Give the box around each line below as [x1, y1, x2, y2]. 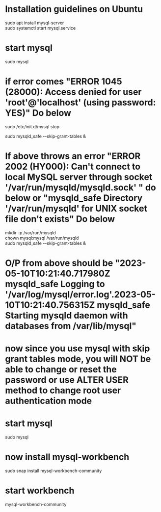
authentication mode [5, 396, 92, 406]
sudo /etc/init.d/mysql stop [5, 123, 60, 129]
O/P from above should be [5, 257, 113, 268]
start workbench [5, 485, 75, 496]
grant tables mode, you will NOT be [5, 354, 151, 365]
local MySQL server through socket [5, 172, 153, 183]
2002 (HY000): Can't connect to [5, 161, 141, 172]
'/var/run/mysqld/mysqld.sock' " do [5, 182, 156, 193]
